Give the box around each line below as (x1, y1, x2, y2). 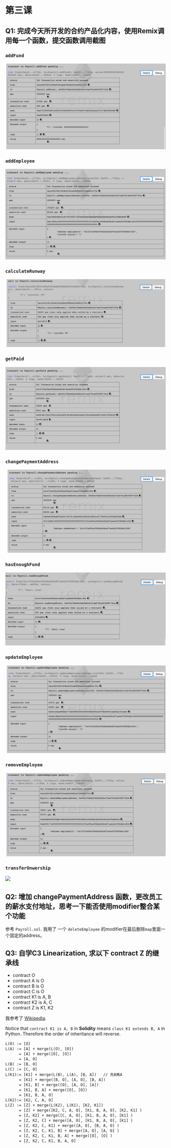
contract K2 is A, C (12, 999, 52, 1005)
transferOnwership (5, 865, 51, 871)
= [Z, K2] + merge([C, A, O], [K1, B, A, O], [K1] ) (18, 1113, 133, 1118)
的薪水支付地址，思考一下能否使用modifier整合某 (5, 902, 160, 911)
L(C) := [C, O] (5, 1066, 38, 1072)
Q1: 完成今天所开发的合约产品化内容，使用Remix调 (5, 26, 164, 35)
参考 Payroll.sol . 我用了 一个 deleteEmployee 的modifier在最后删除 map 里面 (5, 926, 161, 932)
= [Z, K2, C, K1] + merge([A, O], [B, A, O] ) (18, 1123, 120, 1128)
